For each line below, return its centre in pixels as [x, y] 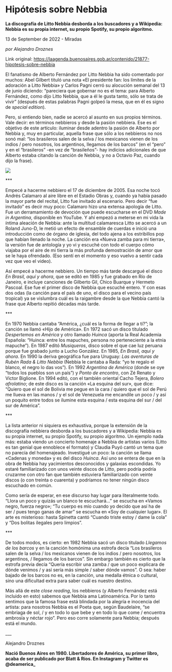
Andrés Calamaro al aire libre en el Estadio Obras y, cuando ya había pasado [86, 196]
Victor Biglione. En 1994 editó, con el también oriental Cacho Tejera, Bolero [85, 378]
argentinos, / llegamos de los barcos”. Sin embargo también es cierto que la [85, 559]
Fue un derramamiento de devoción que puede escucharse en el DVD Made [86, 212]
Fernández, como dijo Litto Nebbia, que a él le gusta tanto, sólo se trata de [84, 96]
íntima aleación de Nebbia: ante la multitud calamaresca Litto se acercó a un [86, 223]
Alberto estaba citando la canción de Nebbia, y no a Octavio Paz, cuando [83, 155]
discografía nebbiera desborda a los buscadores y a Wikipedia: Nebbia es [83, 431]
